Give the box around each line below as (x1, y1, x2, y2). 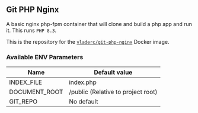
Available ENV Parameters (6, 53, 84, 61)
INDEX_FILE (9, 78, 43, 86)
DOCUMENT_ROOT (9, 88, 63, 96)
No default (69, 98, 98, 106)
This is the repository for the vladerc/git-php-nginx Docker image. (6, 38, 170, 45)
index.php (69, 78, 97, 86)
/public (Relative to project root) (69, 88, 158, 96)
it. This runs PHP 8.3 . (6, 27, 57, 34)
